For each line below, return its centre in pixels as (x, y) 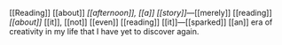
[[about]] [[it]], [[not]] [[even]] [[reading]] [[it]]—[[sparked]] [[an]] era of (141, 22)
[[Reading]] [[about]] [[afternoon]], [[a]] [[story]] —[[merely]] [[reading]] (141, 13)
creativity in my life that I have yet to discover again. (104, 31)
